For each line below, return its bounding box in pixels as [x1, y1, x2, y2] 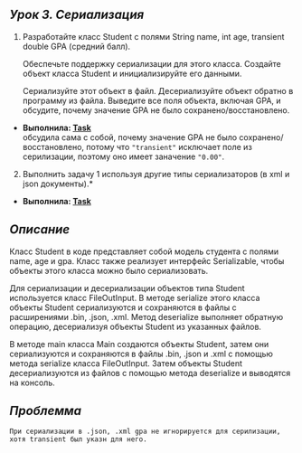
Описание [9, 222, 71, 238]
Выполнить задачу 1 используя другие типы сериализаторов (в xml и [22, 168, 290, 179]
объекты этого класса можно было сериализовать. [9, 265, 209, 276]
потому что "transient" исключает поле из [85, 141, 253, 152]
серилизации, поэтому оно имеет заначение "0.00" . [22, 151, 225, 162]
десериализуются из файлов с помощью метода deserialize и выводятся [9, 367, 291, 378]
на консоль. [9, 377, 56, 388]
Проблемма [9, 403, 82, 419]
